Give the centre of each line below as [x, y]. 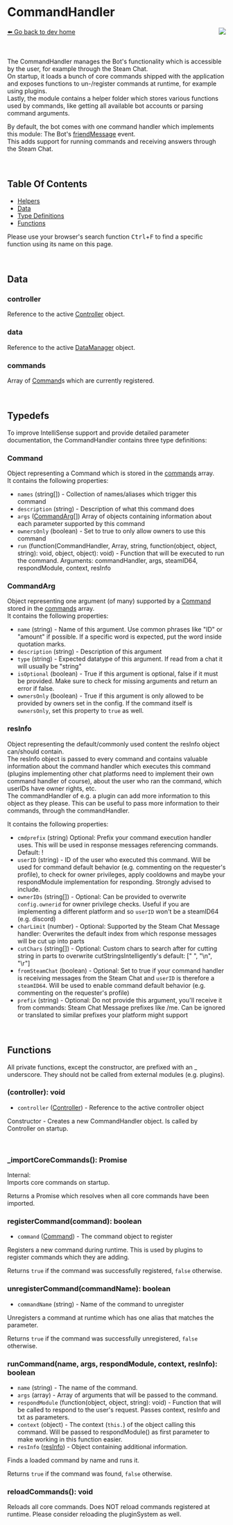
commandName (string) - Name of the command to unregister [101, 1304]
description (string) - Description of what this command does [106, 509]
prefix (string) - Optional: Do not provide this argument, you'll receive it [120, 1000]
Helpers [28, 201]
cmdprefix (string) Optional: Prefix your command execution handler [114, 837]
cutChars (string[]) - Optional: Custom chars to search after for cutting [117, 948]
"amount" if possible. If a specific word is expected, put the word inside [119, 637]
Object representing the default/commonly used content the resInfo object [113, 744]
